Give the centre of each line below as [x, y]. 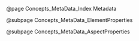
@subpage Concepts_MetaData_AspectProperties [68, 31]
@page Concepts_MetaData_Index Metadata [61, 9]
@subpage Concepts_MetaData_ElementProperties [69, 20]
